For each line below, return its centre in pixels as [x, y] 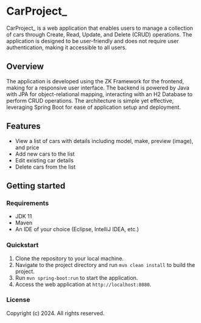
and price [27, 147]
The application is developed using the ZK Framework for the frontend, [95, 81]
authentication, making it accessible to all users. [67, 47]
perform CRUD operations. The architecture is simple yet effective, [90, 100]
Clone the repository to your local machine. [69, 258]
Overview [25, 67]
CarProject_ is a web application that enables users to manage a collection [100, 28]
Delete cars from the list [45, 167]
